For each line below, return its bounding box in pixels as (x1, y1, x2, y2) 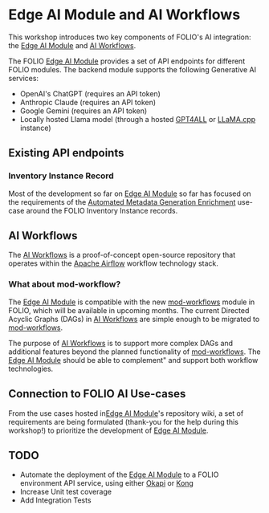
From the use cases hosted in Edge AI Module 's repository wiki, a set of (8, 408, 244, 418)
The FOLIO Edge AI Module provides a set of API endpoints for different (8, 56, 246, 66)
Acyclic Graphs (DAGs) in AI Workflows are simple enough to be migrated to (8, 314, 260, 324)
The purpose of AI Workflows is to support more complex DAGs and (8, 338, 234, 348)
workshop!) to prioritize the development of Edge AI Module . (8, 425, 209, 435)
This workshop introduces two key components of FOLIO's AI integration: (8, 32, 251, 42)
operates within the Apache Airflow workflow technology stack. (8, 259, 219, 268)
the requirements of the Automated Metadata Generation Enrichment (8, 197, 236, 206)
